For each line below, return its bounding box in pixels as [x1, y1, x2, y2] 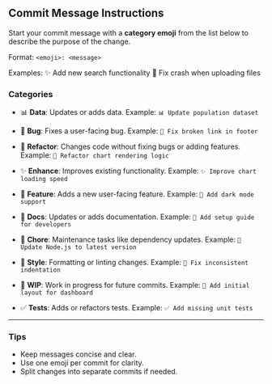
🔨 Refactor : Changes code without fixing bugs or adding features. [19, 141, 241, 152]
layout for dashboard [19, 289, 93, 297]
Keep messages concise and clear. [19, 349, 137, 359]
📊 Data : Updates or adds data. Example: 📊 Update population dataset [19, 108, 259, 117]
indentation [19, 266, 61, 274]
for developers [19, 221, 72, 229]
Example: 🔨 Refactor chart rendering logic [19, 150, 170, 160]
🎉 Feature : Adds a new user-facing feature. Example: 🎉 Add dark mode [19, 189, 254, 199]
